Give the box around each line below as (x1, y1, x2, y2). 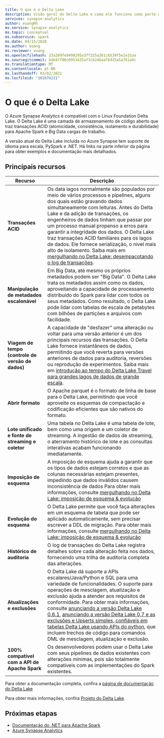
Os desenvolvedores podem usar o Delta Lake (47, 643, 153, 650)
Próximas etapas (5, 709, 57, 717)
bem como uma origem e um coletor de (47, 426, 138, 433)
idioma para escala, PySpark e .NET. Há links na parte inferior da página (5, 143, 150, 149)
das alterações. (47, 560, 83, 567)
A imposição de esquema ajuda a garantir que (47, 458, 153, 465)
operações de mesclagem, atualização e (47, 586, 140, 593)
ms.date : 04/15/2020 (5, 39, 47, 44)
